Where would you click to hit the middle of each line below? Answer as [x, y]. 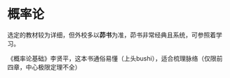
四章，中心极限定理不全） [44, 67]
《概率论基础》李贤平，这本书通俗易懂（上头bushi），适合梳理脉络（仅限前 [115, 58]
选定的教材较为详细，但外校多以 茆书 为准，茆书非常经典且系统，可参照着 [111, 35]
